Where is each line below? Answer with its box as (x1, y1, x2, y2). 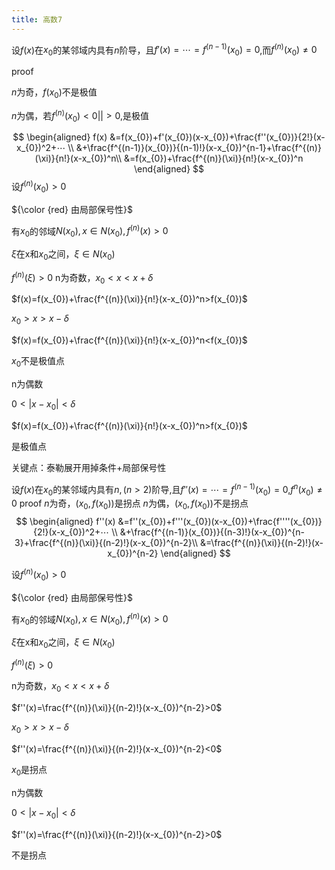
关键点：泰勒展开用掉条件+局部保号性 (11, 461, 167, 473)
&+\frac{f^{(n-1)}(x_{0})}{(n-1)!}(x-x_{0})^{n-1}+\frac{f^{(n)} (75, 142, 322, 154)
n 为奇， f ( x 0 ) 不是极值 (11, 86, 98, 100)
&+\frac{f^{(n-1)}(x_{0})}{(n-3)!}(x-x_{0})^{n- (119, 526, 305, 538)
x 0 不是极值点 (11, 355, 66, 370)
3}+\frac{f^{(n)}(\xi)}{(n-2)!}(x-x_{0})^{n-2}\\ (14, 537, 199, 549)
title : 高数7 (11, 14, 63, 25)
